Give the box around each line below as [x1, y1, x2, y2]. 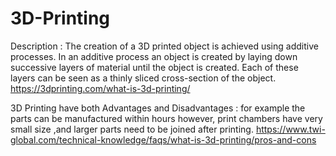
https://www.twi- [255, 123, 326, 135]
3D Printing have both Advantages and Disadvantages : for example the [10, 102, 306, 114]
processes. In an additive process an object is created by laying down [10, 50, 298, 62]
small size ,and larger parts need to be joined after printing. [10, 123, 254, 135]
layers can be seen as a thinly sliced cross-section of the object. [10, 72, 277, 84]
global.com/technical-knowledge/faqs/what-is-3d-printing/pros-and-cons [10, 133, 317, 146]
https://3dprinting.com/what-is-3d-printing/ [10, 82, 191, 94]
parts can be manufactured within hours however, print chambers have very [10, 112, 323, 124]
